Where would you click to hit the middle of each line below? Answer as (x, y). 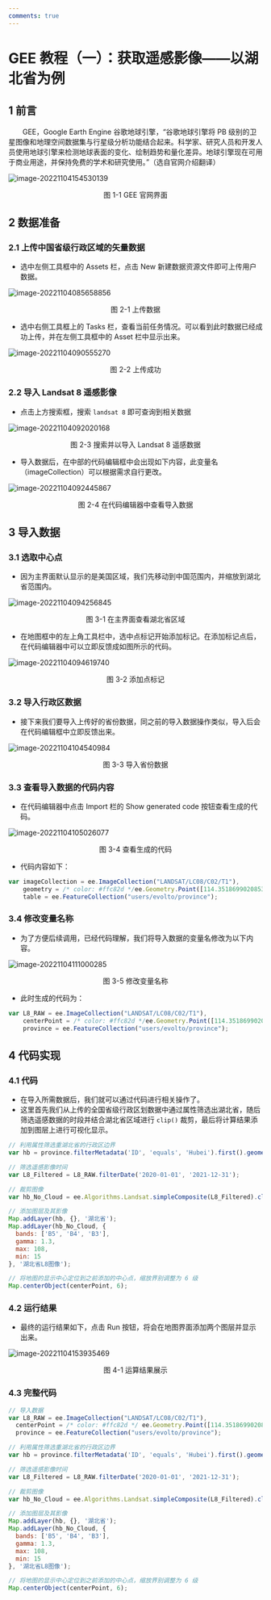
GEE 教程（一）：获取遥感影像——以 (126, 58)
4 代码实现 (35, 1055)
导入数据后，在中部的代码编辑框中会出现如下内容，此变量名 (119, 462)
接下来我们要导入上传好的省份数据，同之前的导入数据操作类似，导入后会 (140, 721)
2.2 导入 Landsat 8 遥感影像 (63, 392)
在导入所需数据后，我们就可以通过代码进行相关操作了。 (112, 1099)
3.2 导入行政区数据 (45, 702)
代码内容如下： (45, 866)
